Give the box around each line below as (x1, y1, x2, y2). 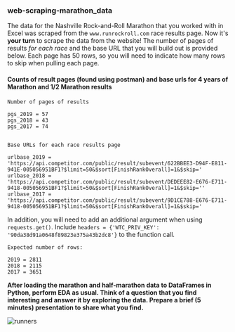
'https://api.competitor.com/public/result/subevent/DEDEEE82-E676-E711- (7, 178, 228, 185)
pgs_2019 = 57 (7, 110, 49, 117)
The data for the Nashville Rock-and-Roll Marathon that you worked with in (7, 22, 224, 30)
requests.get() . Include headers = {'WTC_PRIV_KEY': (7, 222, 160, 231)
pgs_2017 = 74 (7, 122, 49, 130)
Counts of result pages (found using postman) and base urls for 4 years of (7, 75, 229, 83)
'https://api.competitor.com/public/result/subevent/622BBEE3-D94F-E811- (7, 160, 228, 167)
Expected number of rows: (7, 243, 83, 251)
